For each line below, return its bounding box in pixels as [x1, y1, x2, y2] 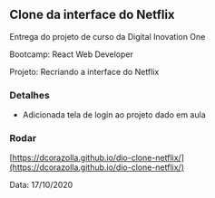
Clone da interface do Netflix [9, 7, 175, 23]
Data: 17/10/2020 [9, 180, 73, 191]
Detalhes [9, 89, 50, 101]
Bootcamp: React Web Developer [9, 49, 133, 60]
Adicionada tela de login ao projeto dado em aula [22, 109, 206, 120]
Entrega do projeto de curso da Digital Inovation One [9, 31, 206, 42]
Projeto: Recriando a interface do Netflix [9, 66, 160, 77]
